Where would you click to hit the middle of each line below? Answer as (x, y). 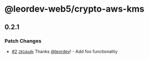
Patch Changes (23, 41)
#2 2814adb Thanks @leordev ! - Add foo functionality (65, 51)
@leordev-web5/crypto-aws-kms (74, 9)
